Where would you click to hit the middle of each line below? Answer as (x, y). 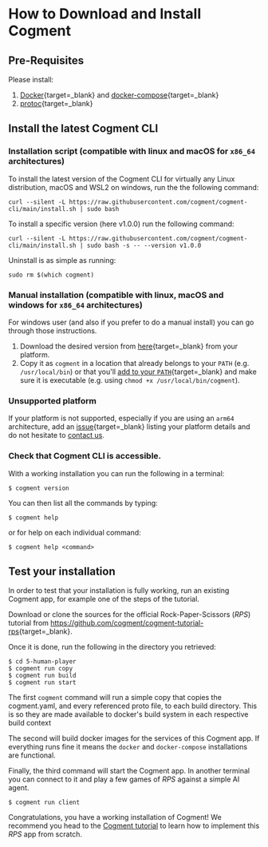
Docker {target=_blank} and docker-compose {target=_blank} (119, 95)
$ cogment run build (43, 676)
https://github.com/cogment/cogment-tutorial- (127, 623)
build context (30, 723)
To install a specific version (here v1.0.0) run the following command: (121, 224)
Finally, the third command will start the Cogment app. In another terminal (129, 771)
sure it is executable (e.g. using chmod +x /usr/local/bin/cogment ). (130, 380)
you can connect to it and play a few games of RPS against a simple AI (124, 779)
